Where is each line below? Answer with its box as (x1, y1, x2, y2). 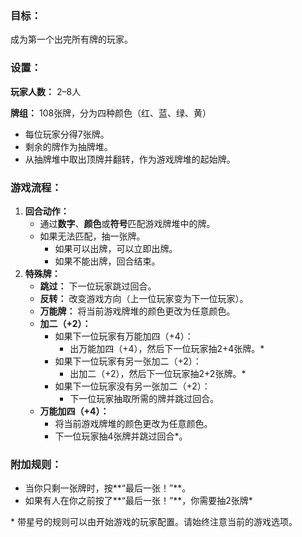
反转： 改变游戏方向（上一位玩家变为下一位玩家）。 (39, 292, 249, 304)
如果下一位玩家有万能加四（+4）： (54, 330, 194, 342)
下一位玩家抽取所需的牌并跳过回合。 (69, 392, 220, 404)
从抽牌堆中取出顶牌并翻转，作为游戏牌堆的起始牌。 (24, 153, 236, 165)
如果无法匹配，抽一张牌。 (39, 230, 146, 242)
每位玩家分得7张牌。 (24, 128, 110, 140)
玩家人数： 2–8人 (10, 85, 82, 97)
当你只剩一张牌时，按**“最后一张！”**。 (24, 482, 192, 494)
